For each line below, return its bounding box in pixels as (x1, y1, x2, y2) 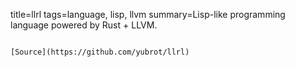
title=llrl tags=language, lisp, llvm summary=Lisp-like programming (10, 9, 286, 20)
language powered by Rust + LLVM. (10, 19, 158, 31)
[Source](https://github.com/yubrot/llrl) (10, 47, 190, 57)
